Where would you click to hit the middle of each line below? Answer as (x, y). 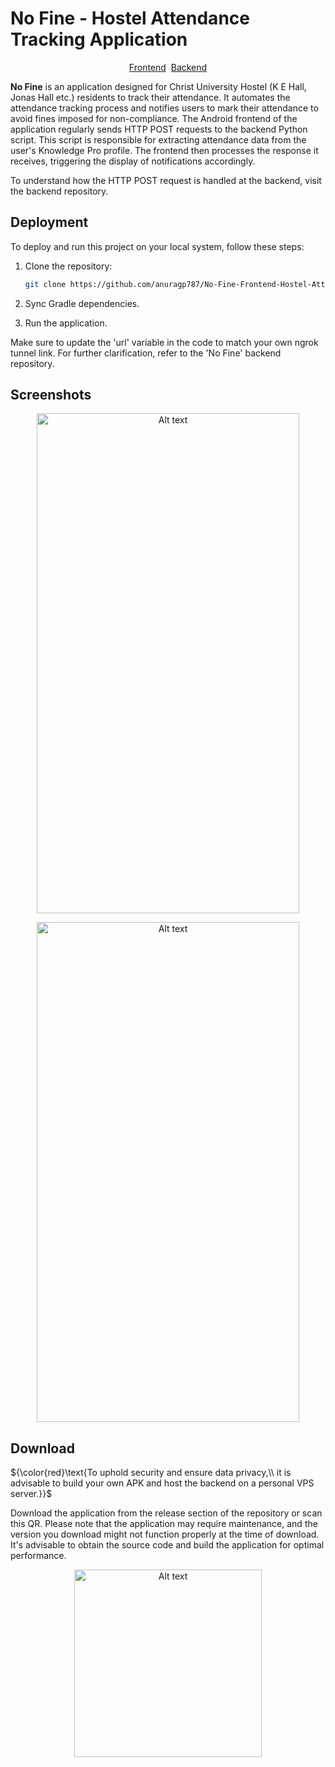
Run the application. (66, 323)
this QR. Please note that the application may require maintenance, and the (164, 1524)
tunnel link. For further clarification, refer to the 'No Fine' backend (146, 353)
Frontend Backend (168, 67)
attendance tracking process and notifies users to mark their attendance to (164, 108)
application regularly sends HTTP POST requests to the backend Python (159, 129)
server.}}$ (31, 1494)
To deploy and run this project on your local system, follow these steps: (157, 246)
